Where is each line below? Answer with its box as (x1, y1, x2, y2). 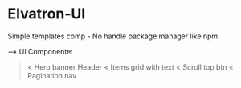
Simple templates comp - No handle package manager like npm (7, 31, 219, 41)
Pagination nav (27, 70, 77, 80)
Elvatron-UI (7, 5, 86, 23)
